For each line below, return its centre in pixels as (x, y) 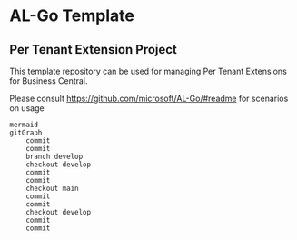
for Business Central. (49, 81)
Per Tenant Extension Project (93, 50)
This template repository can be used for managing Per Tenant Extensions (148, 71)
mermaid (24, 125)
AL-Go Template (72, 16)
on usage (27, 108)
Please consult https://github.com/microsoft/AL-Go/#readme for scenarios (149, 98)
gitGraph (26, 133)
